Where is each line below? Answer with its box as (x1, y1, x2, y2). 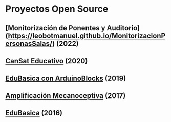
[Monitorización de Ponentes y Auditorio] (5, 23, 140, 32)
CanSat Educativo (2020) (5, 57, 88, 65)
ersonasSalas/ (5, 39, 53, 48)
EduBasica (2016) (5, 109, 63, 117)
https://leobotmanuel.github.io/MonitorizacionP (8, 31, 166, 40)
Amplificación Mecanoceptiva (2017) (5, 91, 126, 100)
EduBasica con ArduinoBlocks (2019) (5, 74, 126, 83)
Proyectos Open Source (5, 3, 109, 15)
